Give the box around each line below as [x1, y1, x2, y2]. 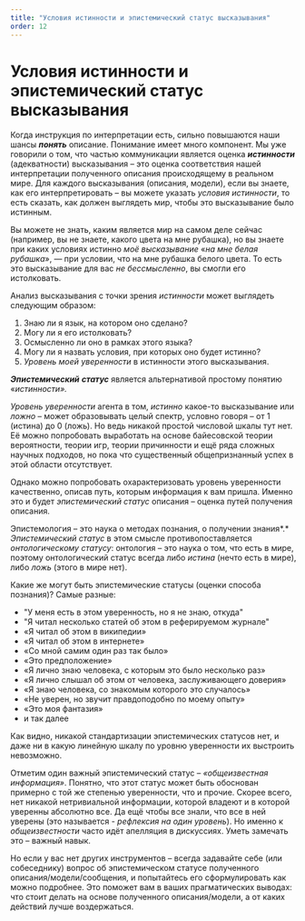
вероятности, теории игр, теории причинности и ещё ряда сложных [10, 440, 275, 451]
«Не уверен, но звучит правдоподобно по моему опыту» [23, 694, 246, 705]
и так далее [23, 713, 69, 724]
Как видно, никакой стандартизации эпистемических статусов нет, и [10, 731, 280, 742]
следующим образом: [10, 300, 96, 311]
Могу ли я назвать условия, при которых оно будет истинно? [23, 346, 261, 357]
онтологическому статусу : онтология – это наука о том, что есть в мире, [10, 543, 294, 554]
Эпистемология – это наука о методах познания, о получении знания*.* [10, 524, 290, 535]
